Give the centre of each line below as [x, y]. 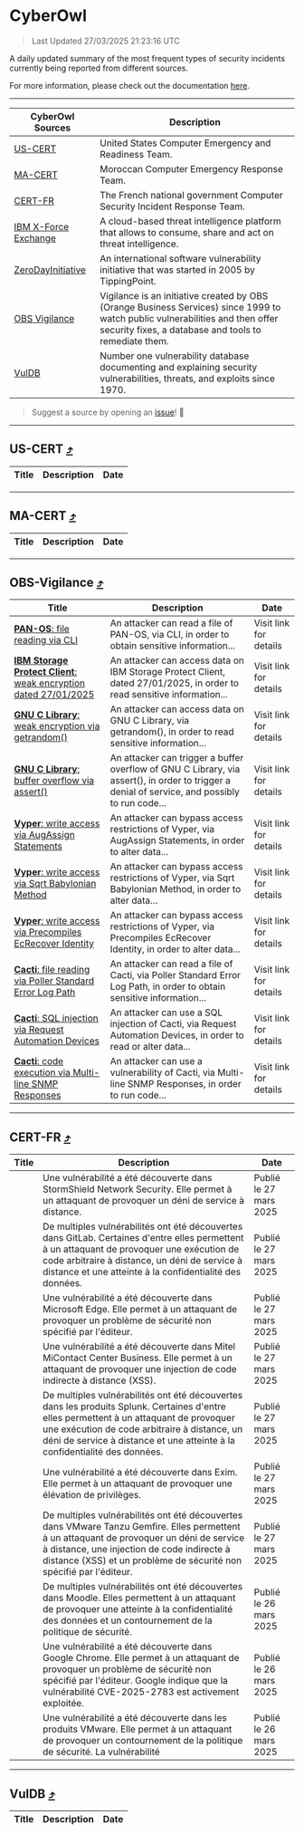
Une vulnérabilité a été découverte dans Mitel [139, 1347]
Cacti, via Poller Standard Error [176, 975]
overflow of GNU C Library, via [175, 769]
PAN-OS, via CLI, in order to [170, 635]
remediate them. [134, 341]
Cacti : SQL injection [56, 1018]
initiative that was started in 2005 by [177, 270]
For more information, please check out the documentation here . [130, 85]
